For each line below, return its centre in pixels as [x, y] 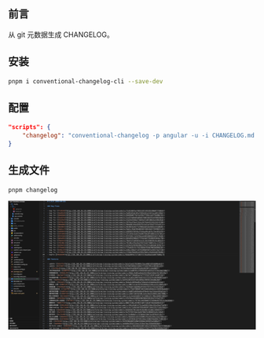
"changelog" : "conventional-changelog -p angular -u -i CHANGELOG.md [139, 136]
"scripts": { [29, 127]
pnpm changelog [33, 190]
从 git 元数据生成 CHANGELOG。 [61, 35]
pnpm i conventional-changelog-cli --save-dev [86, 81]
